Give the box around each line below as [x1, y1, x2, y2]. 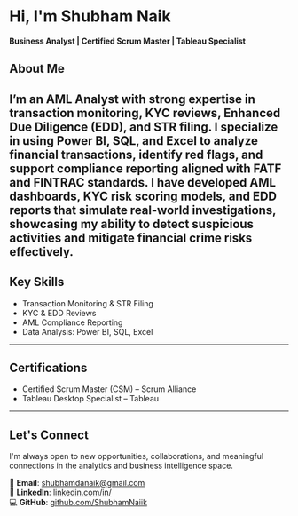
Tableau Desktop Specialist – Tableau [21, 393, 160, 404]
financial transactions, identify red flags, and [9, 147, 263, 162]
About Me [9, 61, 65, 76]
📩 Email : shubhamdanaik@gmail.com [9, 478, 145, 488]
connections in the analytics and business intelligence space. [9, 460, 233, 472]
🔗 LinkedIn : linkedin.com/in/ [9, 487, 113, 498]
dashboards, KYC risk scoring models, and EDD [9, 188, 278, 203]
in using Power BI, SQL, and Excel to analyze [9, 133, 259, 148]
